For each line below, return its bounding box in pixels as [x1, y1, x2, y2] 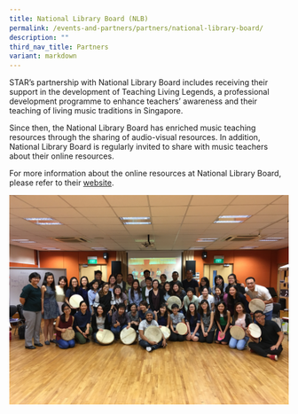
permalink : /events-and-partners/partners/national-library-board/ [9, 23, 264, 33]
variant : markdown [9, 51, 77, 61]
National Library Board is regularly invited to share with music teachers [9, 142, 269, 152]
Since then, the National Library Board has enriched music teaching [9, 122, 256, 133]
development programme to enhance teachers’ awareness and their [9, 96, 258, 106]
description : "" [9, 33, 69, 42]
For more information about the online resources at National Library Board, [9, 168, 282, 179]
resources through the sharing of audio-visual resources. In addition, [9, 132, 261, 143]
